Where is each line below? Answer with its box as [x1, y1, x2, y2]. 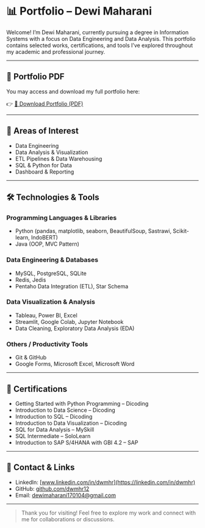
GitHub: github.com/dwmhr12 [15, 485, 90, 492]
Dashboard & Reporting [15, 168, 74, 175]
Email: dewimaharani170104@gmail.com [15, 491, 116, 499]
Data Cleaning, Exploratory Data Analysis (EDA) [15, 324, 135, 332]
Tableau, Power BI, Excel [15, 312, 77, 319]
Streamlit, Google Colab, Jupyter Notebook [15, 318, 124, 325]
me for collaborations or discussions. [21, 515, 115, 522]
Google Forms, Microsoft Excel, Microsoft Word [15, 361, 135, 368]
